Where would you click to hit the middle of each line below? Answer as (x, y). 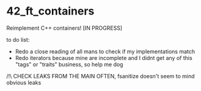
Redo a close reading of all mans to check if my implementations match (105, 51)
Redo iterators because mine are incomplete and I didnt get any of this (104, 58)
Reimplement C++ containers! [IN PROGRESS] (64, 28)
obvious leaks (24, 83)
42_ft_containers (50, 11)
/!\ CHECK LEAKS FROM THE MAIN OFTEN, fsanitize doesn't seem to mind (100, 76)
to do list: (18, 39)
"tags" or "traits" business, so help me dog (69, 64)
